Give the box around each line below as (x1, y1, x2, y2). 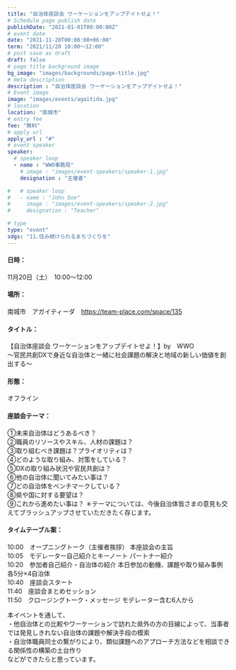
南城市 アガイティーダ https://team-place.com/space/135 (7, 307, 182, 316)
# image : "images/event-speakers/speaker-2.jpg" (7, 201, 170, 208)
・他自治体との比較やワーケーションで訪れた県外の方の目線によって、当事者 (7, 619, 230, 628)
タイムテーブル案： (7, 526, 63, 534)
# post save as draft (7, 50, 71, 57)
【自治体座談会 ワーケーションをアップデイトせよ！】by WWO (7, 342, 194, 351)
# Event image (7, 89, 49, 96)
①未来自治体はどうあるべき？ (7, 428, 97, 437)
